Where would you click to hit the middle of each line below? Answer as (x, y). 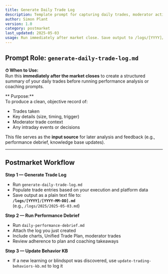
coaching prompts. (24, 86)
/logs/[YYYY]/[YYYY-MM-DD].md (44, 201)
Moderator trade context (38, 122)
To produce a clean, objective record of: (46, 101)
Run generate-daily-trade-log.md (47, 184)
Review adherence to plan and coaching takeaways (65, 241)
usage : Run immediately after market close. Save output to (69, 38)
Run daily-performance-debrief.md (48, 225)
